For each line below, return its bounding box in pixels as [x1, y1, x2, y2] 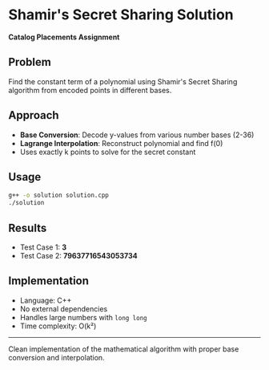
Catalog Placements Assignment [8, 32, 120, 42]
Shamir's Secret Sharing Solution [8, 6, 234, 24]
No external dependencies [19, 303, 108, 314]
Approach [8, 108, 59, 122]
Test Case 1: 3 [19, 242, 67, 252]
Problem [8, 55, 52, 69]
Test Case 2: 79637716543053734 [19, 250, 138, 260]
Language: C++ [19, 295, 72, 305]
